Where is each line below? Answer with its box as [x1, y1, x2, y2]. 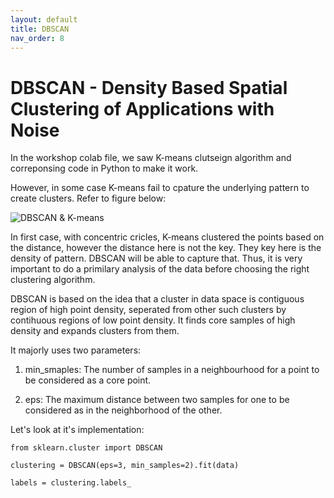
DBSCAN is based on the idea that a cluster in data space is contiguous [10, 293, 305, 305]
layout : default [10, 14, 78, 25]
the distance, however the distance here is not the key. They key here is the [10, 242, 322, 254]
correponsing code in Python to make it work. [10, 162, 199, 175]
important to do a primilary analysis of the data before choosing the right [10, 263, 310, 275]
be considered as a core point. [24, 374, 152, 386]
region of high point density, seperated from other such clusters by [10, 304, 287, 316]
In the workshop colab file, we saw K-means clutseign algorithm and [10, 152, 292, 164]
